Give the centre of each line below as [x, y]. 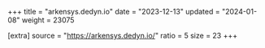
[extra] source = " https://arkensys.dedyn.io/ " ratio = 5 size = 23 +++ [122, 36]
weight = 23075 [48, 20]
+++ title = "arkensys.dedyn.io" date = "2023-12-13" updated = [114, 12]
